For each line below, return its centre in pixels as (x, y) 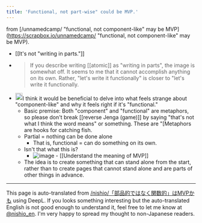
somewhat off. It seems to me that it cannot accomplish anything (110, 71)
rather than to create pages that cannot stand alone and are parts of (108, 169)
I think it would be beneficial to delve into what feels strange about (105, 98)
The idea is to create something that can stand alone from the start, (107, 162)
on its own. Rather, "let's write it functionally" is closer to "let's (107, 78)
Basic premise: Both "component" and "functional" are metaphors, (106, 111)
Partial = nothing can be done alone (68, 137)
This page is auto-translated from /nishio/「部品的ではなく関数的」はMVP (98, 193)
